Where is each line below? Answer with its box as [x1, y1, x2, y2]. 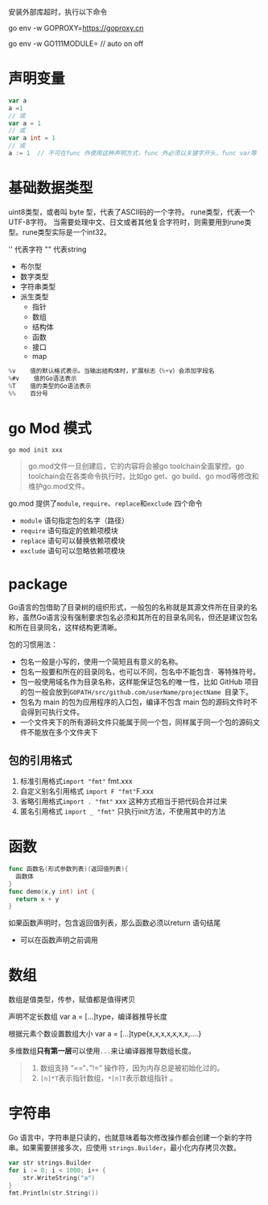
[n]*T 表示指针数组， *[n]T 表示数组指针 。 [39, 1074, 178, 1083]
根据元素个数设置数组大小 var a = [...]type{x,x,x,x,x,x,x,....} [8, 1029, 202, 1039]
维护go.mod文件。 [27, 482, 90, 491]
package [8, 575, 68, 593]
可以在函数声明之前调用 [19, 935, 98, 945]
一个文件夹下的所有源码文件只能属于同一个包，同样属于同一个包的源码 [19, 717, 254, 728]
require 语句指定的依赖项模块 [19, 526, 118, 536]
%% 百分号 [8, 390, 48, 398]
